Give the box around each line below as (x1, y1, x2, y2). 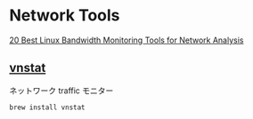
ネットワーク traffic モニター (9, 85, 114, 96)
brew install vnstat (9, 103, 86, 112)
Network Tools (9, 5, 120, 26)
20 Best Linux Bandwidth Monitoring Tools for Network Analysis (9, 35, 244, 45)
